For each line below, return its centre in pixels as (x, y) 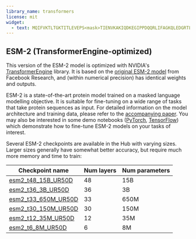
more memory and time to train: (44, 156)
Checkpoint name (43, 171)
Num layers (100, 171)
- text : (21, 28)
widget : (15, 22)
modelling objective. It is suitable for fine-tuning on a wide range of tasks (94, 101)
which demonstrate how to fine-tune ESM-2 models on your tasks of (88, 126)
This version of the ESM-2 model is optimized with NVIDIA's (78, 65)
